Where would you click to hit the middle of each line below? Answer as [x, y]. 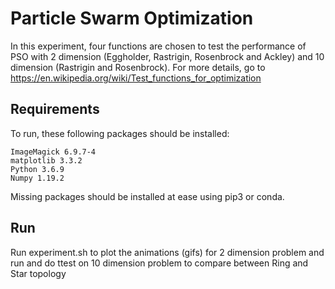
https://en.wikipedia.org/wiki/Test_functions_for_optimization [136, 78]
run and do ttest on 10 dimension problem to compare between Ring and [159, 263]
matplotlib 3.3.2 [46, 160]
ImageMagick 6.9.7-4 [53, 152]
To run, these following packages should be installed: [120, 133]
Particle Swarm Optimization [132, 18]
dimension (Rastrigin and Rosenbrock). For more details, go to [138, 67]
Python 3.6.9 [37, 169]
